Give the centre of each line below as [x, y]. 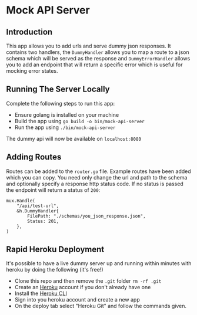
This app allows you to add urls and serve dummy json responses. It [89, 46]
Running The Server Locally [58, 89]
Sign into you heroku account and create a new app [77, 300]
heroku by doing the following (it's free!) [55, 270]
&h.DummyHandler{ [38, 211]
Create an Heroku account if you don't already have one [83, 287]
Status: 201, [43, 221]
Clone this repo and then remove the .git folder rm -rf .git [88, 281]
